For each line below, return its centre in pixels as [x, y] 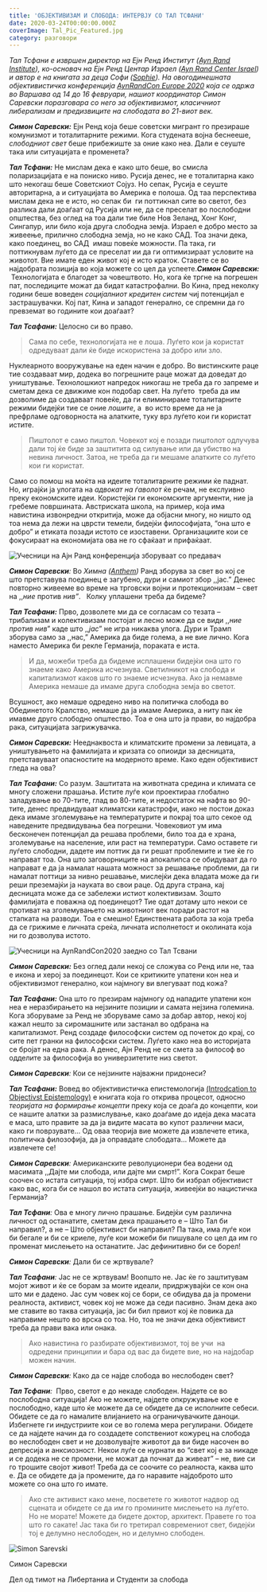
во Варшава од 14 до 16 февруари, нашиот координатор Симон [117, 94]
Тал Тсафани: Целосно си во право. [71, 326]
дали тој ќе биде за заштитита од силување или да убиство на [135, 449]
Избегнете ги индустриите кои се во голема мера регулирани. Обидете [131, 1425]
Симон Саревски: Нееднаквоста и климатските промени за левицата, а [133, 743]
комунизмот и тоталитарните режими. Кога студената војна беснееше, [130, 135]
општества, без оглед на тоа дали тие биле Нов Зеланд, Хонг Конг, [123, 218]
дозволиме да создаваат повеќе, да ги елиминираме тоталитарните [125, 399]
